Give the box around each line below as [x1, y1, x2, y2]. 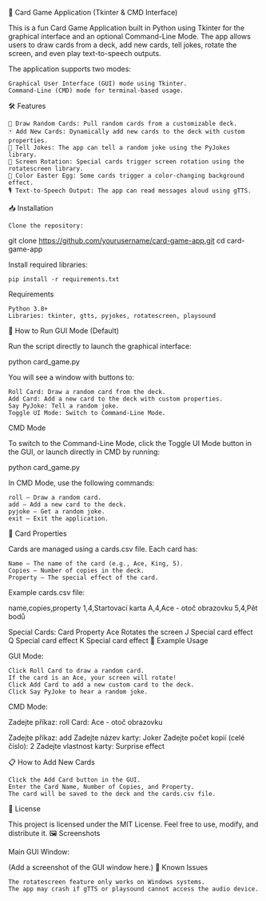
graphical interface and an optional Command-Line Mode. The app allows [8, 32, 252, 41]
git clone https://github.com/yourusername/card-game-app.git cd [8, 236, 225, 245]
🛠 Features [8, 101, 46, 111]
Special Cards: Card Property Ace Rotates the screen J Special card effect [8, 627, 253, 637]
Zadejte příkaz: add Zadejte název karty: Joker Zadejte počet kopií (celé [8, 733, 245, 742]
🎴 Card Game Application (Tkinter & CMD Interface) [8, 8, 178, 17]
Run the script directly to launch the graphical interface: [8, 341, 192, 351]
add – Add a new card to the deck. [8, 501, 127, 509]
